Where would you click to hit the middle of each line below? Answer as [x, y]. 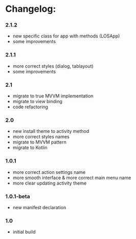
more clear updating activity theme [50, 183]
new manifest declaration [39, 207]
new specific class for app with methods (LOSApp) [66, 36]
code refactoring [30, 107]
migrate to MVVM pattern [39, 142]
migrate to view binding [38, 102]
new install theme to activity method [51, 131]
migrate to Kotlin [30, 148]
